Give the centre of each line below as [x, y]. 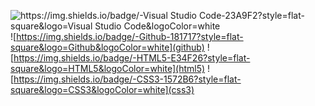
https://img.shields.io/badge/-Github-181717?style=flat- [130, 36]
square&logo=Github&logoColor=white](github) [107, 47]
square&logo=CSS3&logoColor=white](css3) [102, 89]
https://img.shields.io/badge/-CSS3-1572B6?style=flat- [127, 79]
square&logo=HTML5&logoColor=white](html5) [108, 68]
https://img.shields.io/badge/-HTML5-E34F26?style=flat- [132, 58]
